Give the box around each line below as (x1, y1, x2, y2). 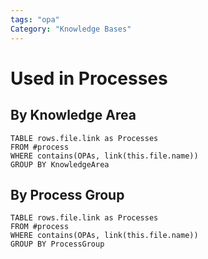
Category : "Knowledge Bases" (10, 24, 132, 34)
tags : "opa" (10, 14, 60, 25)
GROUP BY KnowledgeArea (10, 159, 110, 170)
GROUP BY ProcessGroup (10, 239, 105, 250)
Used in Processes (10, 67, 168, 90)
